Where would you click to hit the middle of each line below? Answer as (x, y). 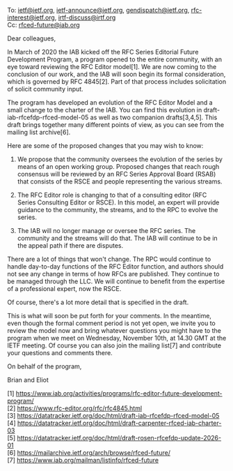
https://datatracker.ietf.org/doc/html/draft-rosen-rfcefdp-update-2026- (119, 438)
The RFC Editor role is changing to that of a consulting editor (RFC (112, 195)
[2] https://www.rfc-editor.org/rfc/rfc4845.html (75, 408)
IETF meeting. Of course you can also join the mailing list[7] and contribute (114, 345)
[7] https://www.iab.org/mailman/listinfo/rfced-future (83, 460)
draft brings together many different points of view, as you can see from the (116, 125)
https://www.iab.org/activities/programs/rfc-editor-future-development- (119, 393)
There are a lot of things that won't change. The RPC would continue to (109, 259)
